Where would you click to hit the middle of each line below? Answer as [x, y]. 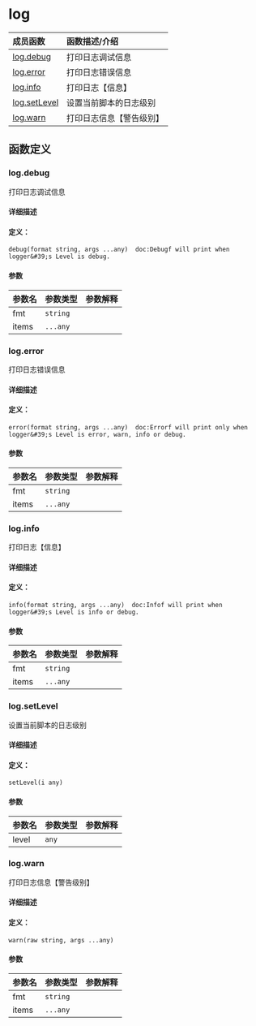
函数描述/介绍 [92, 41]
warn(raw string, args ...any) [61, 940]
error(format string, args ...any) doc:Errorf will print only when [128, 427]
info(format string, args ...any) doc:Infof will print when [115, 606]
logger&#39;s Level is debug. [60, 256]
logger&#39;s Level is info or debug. [74, 612]
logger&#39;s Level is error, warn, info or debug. [97, 434]
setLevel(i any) [36, 783]
